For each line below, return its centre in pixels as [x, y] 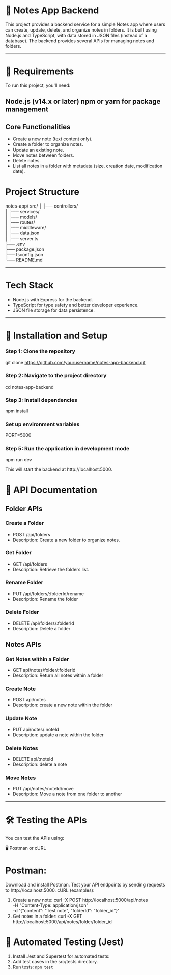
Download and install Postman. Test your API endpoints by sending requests [85, 885]
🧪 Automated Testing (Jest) [64, 942]
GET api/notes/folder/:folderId [44, 670]
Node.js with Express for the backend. [53, 299]
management [27, 110]
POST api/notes [29, 700]
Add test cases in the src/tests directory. [55, 962]
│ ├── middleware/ [26, 228]
